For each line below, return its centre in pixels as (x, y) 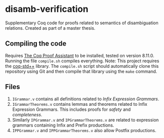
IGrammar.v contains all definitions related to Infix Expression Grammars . (86, 99)
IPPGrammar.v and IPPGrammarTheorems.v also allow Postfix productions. (84, 130)
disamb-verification (47, 9)
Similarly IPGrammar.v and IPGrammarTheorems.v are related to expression (85, 120)
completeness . (27, 114)
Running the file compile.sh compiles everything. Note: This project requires (82, 61)
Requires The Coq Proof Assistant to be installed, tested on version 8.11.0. (80, 55)
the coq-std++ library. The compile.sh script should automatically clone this (82, 66)
